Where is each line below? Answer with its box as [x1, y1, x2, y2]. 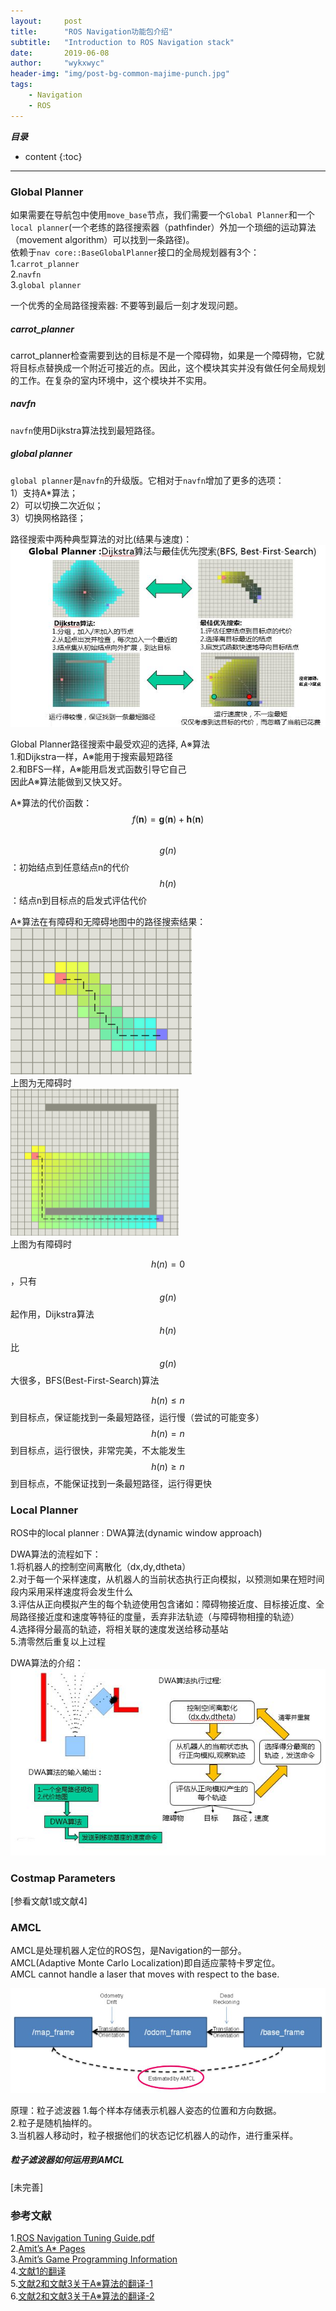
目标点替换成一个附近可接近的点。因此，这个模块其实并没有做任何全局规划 [18, 361, 326, 374]
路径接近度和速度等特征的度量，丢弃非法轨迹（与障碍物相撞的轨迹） [18, 1611, 300, 1623]
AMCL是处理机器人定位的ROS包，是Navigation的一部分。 [10, 1945, 247, 1957]
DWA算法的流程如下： [10, 1548, 102, 1560]
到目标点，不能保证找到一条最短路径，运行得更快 [10, 1477, 212, 1489]
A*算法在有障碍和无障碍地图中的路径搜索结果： [10, 915, 207, 927]
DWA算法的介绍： [10, 1657, 84, 1669]
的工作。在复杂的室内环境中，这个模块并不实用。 [10, 374, 212, 386]
